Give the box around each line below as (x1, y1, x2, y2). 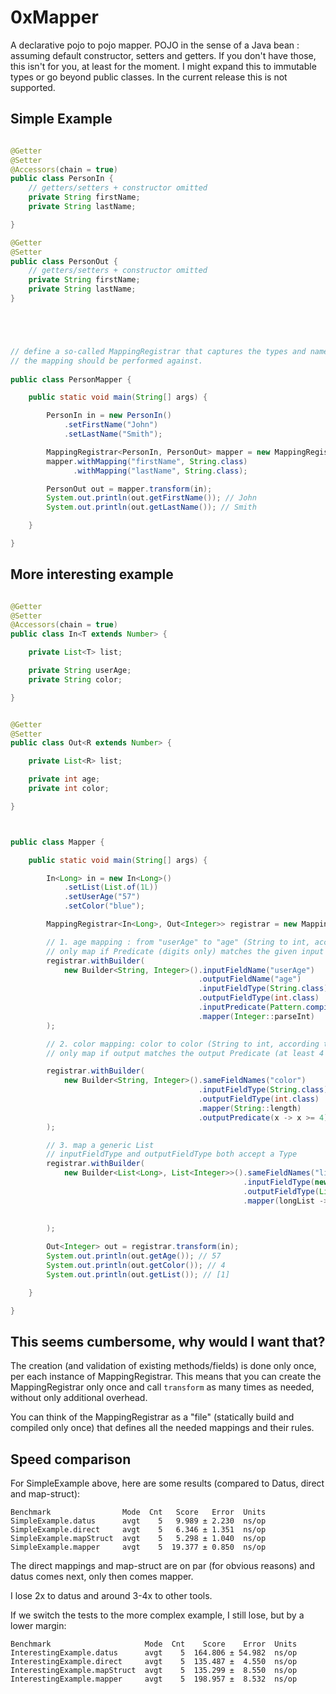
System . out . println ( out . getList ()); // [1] (46, 1269, 230, 1280)
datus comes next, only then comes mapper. (10, 1571, 194, 1583)
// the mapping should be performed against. (10, 356, 203, 366)
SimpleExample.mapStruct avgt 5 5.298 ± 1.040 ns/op (10, 1534, 267, 1544)
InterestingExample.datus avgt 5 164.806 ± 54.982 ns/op (10, 1648, 298, 1658)
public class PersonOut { (10, 256, 118, 266)
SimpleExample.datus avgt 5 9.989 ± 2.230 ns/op (10, 1516, 267, 1526)
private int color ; (28, 784, 110, 794)
